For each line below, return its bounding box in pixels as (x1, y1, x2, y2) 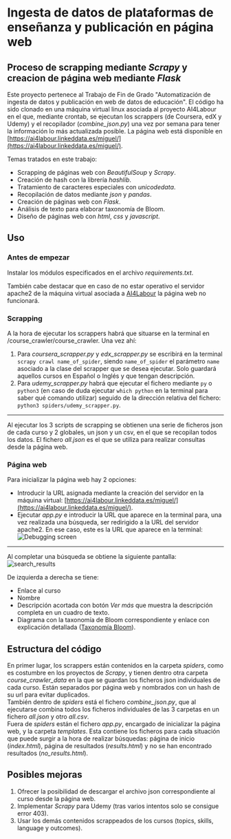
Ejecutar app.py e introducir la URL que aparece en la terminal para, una (16, 511, 222, 519)
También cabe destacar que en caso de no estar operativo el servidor (7, 282, 205, 290)
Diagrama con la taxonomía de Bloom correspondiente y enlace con (16, 616, 210, 624)
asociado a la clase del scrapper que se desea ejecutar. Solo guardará (16, 364, 217, 372)
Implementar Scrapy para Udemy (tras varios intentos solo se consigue (16, 802, 219, 810)
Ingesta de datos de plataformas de (7, 5, 214, 21)
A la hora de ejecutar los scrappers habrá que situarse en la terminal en (7, 329, 210, 337)
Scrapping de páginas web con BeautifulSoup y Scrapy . (16, 169, 177, 176)
